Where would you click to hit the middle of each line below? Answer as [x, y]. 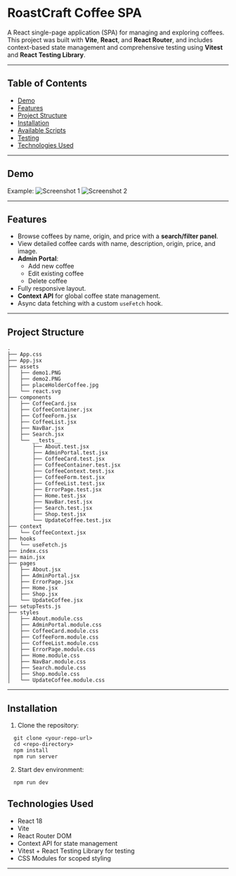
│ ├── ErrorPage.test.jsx [54, 490]
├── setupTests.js [34, 607]
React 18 [30, 821]
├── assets [23, 367]
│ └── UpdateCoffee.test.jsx [59, 521]
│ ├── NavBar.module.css [47, 662]
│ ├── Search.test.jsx [50, 508]
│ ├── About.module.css [45, 619]
